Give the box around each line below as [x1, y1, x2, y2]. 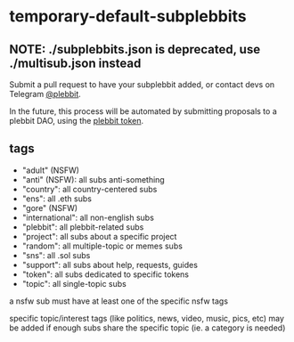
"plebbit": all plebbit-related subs [21, 221, 144, 232]
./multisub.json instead [9, 55, 142, 70]
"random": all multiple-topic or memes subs [21, 240, 183, 251]
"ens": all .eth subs [21, 193, 92, 204]
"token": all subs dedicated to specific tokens [21, 269, 190, 280]
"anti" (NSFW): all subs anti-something [21, 174, 165, 184]
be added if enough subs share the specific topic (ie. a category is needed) [9, 322, 286, 333]
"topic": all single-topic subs [21, 278, 127, 289]
